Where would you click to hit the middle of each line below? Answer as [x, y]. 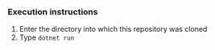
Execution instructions [53, 12]
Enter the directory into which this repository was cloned [113, 29]
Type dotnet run [47, 37]
